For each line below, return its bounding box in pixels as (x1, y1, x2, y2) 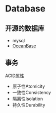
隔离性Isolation (12, 96, 43, 102)
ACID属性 (5, 73, 25, 79)
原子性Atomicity (12, 83, 45, 89)
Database (5, 3, 46, 14)
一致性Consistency (12, 89, 51, 95)
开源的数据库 (5, 24, 45, 32)
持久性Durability (12, 102, 46, 108)
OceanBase (12, 43, 36, 49)
